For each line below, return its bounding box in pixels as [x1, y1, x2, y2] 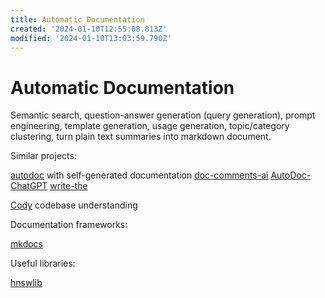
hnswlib [10, 277, 43, 289]
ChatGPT [10, 180, 48, 192]
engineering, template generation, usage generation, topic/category [10, 120, 290, 132]
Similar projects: [10, 150, 77, 162]
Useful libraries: [10, 257, 76, 270]
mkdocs [10, 238, 43, 250]
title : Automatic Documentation [10, 14, 145, 25]
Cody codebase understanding [10, 199, 138, 211]
